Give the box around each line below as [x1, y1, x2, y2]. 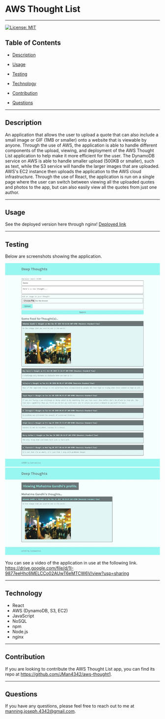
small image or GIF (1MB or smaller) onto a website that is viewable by [5, 137, 147, 143]
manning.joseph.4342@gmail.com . [5, 708, 76, 714]
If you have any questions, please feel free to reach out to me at [5, 703, 135, 709]
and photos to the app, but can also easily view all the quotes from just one [5, 184, 157, 190]
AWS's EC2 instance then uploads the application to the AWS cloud [5, 168, 141, 174]
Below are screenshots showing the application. [5, 253, 102, 260]
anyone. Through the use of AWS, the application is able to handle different [5, 142, 157, 148]
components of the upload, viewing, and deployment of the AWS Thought [5, 147, 154, 153]
